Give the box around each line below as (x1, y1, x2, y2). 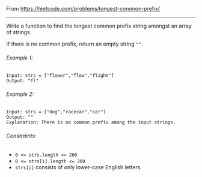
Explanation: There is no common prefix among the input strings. (6, 119, 176, 125)
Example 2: (6, 90, 34, 98)
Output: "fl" (6, 78, 39, 84)
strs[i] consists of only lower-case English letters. (14, 163, 142, 170)
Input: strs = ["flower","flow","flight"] (6, 73, 114, 79)
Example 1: (6, 54, 33, 61)
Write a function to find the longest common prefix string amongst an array (6, 22, 192, 29)
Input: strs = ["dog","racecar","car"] (6, 109, 106, 115)
